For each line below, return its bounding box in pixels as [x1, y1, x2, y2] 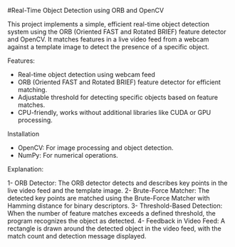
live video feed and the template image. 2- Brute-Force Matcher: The [7, 186, 210, 195]
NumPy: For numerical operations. [17, 151, 119, 159]
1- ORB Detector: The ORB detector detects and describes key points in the [7, 178, 228, 187]
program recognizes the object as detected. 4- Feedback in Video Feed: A [7, 217, 226, 225]
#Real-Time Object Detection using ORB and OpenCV [7, 6, 164, 14]
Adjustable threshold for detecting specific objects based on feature [17, 93, 219, 101]
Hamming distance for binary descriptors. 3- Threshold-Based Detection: [7, 201, 223, 210]
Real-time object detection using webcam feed [17, 71, 155, 79]
